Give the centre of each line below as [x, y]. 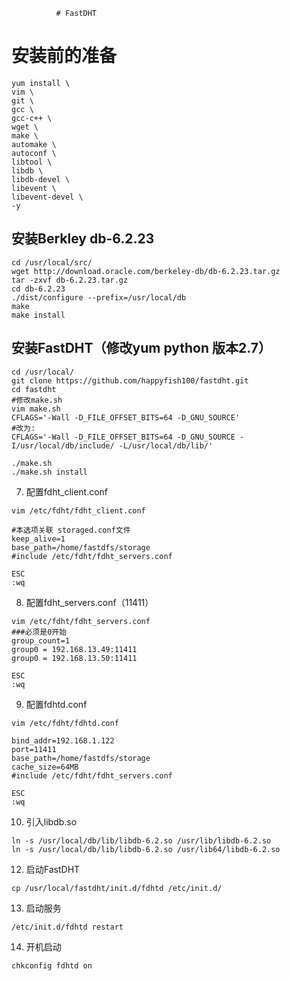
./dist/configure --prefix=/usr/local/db [99, 297]
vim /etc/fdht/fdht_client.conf [78, 510]
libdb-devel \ [41, 179]
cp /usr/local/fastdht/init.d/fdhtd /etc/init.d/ [117, 888]
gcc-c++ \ [32, 118]
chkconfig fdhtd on [52, 965]
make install [38, 315]
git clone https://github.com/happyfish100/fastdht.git [130, 380]
